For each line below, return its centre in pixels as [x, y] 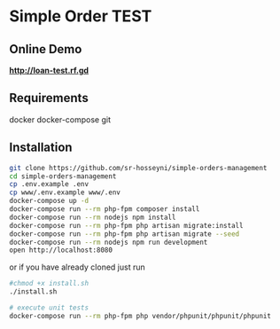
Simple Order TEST [81, 16]
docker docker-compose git [60, 119]
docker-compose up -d [49, 201]
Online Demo [46, 49]
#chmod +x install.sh [49, 284]
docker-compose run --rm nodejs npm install [93, 217]
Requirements [49, 98]
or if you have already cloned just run [77, 267]
